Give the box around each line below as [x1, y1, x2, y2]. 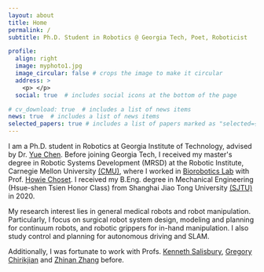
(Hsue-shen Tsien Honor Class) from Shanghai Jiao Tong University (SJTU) [8, 183, 253, 192]
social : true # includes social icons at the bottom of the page [15, 91, 237, 99]
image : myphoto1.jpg [15, 62, 82, 71]
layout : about [8, 11, 55, 20]
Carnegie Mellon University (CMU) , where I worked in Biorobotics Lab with [8, 166, 250, 176]
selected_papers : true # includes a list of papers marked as [8, 120, 216, 128]
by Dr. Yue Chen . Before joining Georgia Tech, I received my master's [8, 150, 233, 159]
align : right [15, 55, 58, 63]
